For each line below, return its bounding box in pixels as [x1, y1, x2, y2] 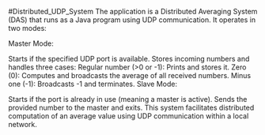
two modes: [8, 24, 47, 32]
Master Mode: [8, 39, 54, 48]
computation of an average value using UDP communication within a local [8, 111, 249, 121]
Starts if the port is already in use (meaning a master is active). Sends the [8, 95, 248, 103]
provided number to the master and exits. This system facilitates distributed [8, 103, 255, 112]
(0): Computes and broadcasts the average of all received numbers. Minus [8, 71, 252, 80]
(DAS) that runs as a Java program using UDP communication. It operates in [8, 15, 256, 24]
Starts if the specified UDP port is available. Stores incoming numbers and [8, 54, 250, 63]
